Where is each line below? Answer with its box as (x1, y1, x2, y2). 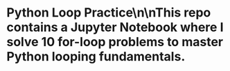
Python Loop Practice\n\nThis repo (6, 5, 211, 21)
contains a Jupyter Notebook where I (6, 19, 224, 35)
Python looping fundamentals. (6, 49, 186, 65)
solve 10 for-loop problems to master (6, 34, 223, 50)
